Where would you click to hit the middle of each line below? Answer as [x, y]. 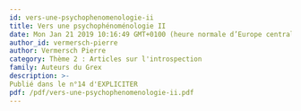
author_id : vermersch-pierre [64, 43]
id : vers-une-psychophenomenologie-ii [82, 17]
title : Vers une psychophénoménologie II [88, 26]
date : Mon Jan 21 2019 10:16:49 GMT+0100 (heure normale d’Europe [136, 34]
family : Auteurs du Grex [56, 68]
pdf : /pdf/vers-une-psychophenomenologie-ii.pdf [102, 92]
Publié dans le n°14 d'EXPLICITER [74, 84]
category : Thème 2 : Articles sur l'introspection [106, 59]
